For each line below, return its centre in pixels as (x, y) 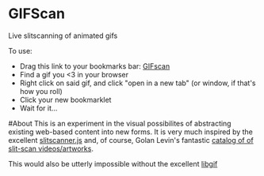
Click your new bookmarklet (65, 99)
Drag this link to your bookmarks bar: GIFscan (95, 66)
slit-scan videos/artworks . (51, 148)
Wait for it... (38, 108)
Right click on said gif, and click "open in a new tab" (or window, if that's (138, 83)
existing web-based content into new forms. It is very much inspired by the (131, 132)
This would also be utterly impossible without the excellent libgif (113, 163)
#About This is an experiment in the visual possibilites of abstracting (120, 123)
